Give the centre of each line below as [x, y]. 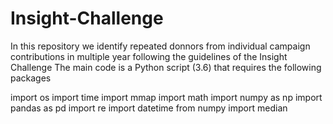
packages [31, 78]
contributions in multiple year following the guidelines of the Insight [149, 56]
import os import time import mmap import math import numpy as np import [166, 97]
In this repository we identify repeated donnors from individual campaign [160, 46]
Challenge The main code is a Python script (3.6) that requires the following [166, 67]
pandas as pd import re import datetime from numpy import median [149, 108]
